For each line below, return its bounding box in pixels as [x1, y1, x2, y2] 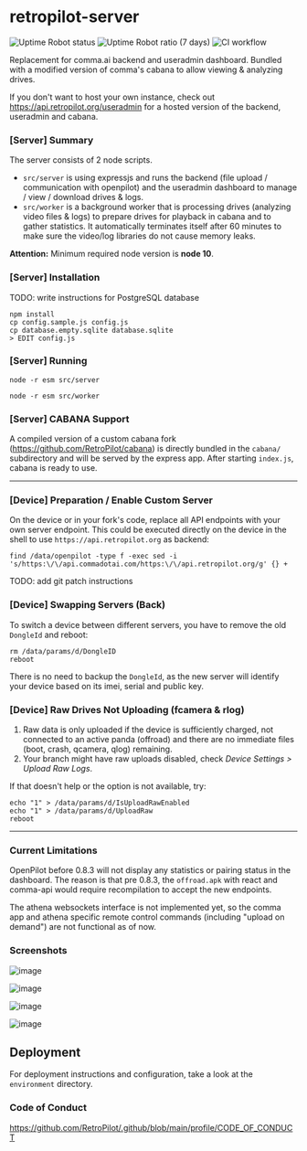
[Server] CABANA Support [9, 412, 130, 425]
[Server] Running [9, 355, 88, 368]
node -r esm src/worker [9, 391, 101, 400]
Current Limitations [9, 844, 98, 857]
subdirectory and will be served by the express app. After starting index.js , [9, 453, 294, 464]
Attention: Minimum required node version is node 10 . [9, 249, 215, 260]
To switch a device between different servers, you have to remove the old [9, 619, 287, 630]
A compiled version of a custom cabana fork [9, 433, 176, 444]
